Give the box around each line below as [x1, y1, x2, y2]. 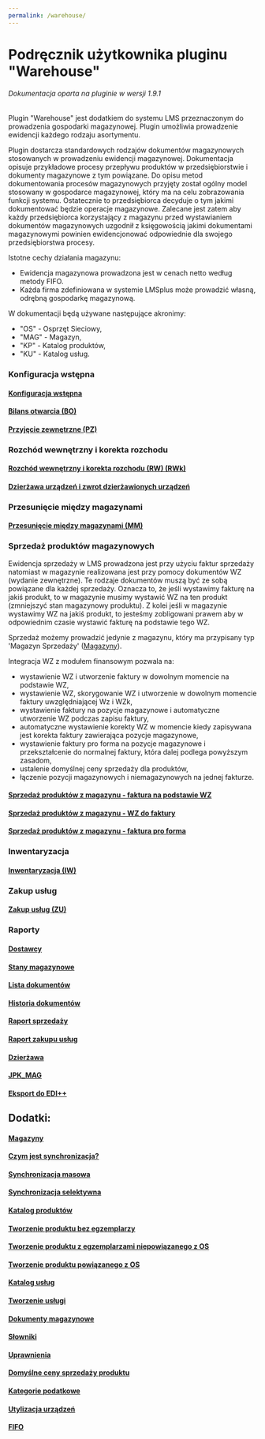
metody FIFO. [19, 277, 64, 287]
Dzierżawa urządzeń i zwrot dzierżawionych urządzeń [8, 482, 191, 491]
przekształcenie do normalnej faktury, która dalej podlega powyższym [19, 747, 248, 756]
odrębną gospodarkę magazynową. [19, 294, 136, 303]
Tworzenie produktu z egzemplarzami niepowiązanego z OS [8, 1242, 210, 1251]
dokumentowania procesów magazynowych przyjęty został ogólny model [8, 179, 248, 189]
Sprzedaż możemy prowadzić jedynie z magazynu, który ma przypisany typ [8, 632, 255, 642]
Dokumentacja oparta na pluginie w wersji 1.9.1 [8, 88, 162, 99]
